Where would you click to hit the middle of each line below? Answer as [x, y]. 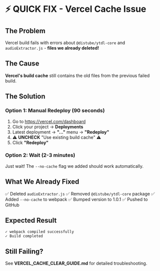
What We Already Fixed [42, 182]
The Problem [25, 31]
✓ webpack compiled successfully [40, 232]
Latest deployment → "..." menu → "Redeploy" [61, 132]
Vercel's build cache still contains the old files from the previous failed [78, 75]
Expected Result [31, 220]
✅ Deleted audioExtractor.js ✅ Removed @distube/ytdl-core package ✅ [80, 194]
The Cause [22, 64]
